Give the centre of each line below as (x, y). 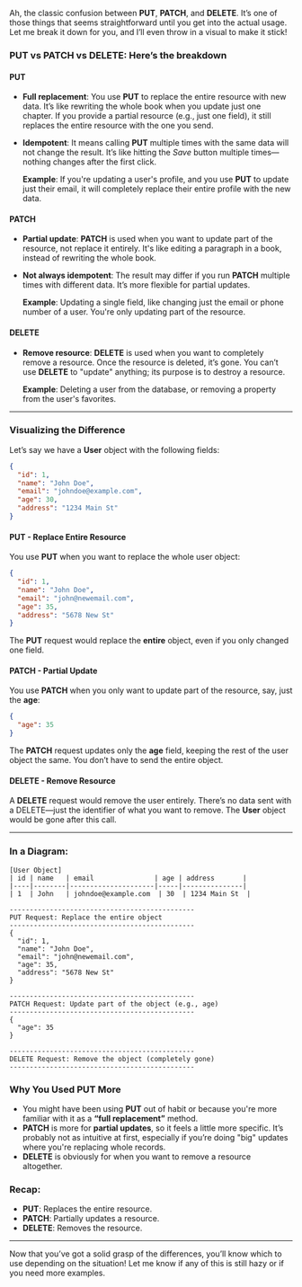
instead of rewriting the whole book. (89, 258)
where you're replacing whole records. (94, 1147)
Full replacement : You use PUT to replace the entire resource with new (154, 97)
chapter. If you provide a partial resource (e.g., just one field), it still (147, 116)
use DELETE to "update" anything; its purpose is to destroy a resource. (154, 371)
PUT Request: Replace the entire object (86, 917)
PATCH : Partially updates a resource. (91, 1219)
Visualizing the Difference (67, 430)
